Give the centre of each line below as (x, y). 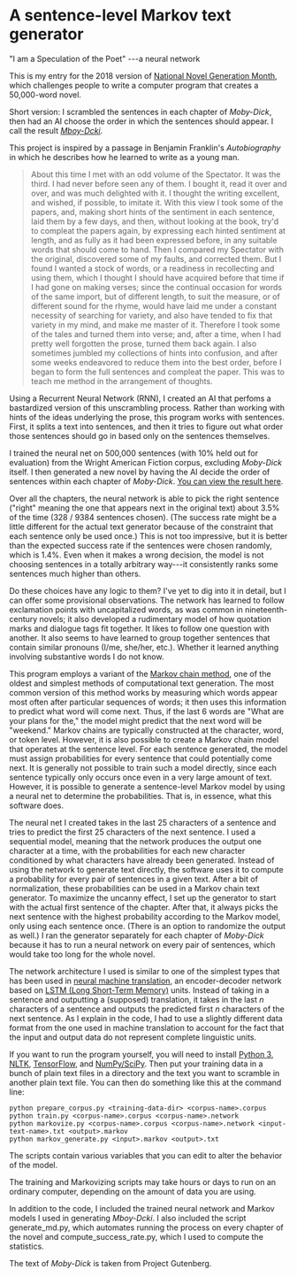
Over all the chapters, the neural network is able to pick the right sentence (145, 498)
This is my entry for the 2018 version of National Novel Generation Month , (143, 75)
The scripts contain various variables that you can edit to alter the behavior (146, 1155)
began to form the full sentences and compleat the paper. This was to (158, 372)
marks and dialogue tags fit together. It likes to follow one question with (139, 628)
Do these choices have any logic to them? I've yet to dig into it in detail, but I (148, 590)
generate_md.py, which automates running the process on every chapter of (147, 1227)
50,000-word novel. (46, 95)
